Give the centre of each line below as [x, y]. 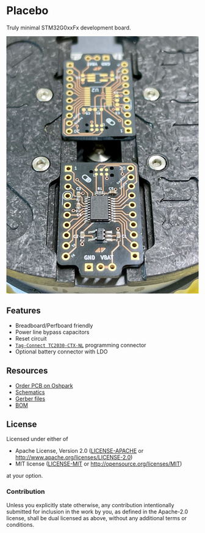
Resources [27, 371]
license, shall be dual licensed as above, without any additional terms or [97, 518]
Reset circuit [31, 338]
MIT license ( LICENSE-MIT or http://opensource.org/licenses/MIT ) [99, 464]
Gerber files [30, 398]
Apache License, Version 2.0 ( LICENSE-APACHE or [79, 451]
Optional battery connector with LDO [61, 351]
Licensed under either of [37, 439]
